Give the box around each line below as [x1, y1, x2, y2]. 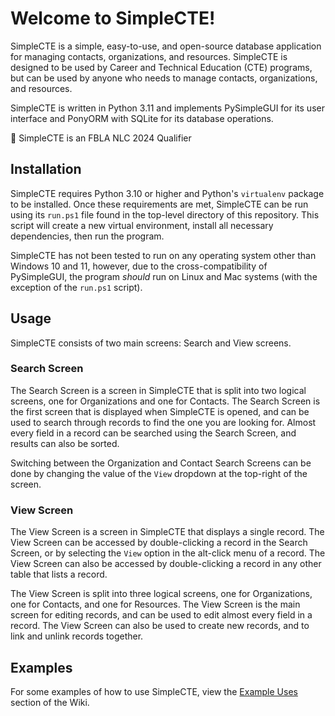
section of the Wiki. [10, 696, 90, 708]
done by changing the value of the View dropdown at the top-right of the [10, 467, 308, 479]
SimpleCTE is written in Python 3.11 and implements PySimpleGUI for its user [10, 102, 325, 114]
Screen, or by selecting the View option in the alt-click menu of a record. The [10, 547, 326, 559]
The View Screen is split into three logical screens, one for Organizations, [10, 588, 313, 600]
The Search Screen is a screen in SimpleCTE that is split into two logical [10, 384, 307, 396]
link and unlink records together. [10, 630, 144, 642]
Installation [10, 161, 82, 178]
